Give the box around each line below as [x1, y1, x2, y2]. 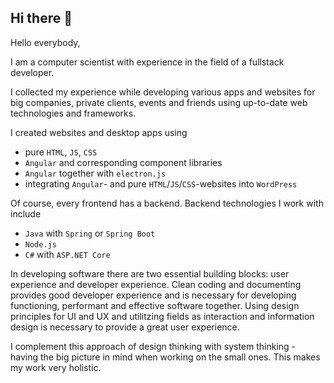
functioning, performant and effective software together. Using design [10, 299, 300, 311]
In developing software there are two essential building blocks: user [10, 267, 290, 280]
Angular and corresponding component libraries [24, 156, 223, 168]
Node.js [24, 239, 57, 250]
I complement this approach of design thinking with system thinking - [10, 340, 297, 352]
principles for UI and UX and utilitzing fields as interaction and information [10, 310, 315, 322]
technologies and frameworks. [10, 107, 137, 119]
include [10, 207, 42, 220]
